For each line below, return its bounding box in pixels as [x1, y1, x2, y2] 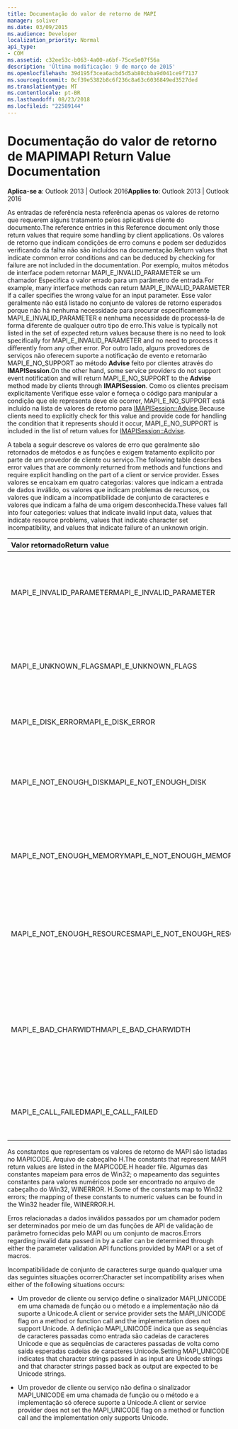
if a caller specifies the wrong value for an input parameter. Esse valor [7, 291, 212, 299]
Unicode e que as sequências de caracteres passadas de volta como [17, 1339, 220, 1347]
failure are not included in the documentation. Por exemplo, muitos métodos [7, 260, 229, 269]
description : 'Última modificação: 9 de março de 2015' [7, 63, 176, 70]
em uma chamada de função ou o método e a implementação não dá [17, 1301, 220, 1310]
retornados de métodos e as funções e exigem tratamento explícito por [7, 447, 215, 456]
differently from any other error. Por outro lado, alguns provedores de [7, 343, 210, 352]
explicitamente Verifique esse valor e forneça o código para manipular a [7, 389, 218, 397]
